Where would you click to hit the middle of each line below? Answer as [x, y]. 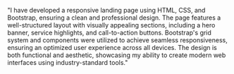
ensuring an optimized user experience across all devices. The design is [112, 48]
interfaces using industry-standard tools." [68, 62]
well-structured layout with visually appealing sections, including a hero [111, 25]
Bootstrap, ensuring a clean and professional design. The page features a [114, 18]
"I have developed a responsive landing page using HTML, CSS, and [106, 10]
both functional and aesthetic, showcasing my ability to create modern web [117, 55]
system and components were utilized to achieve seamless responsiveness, [117, 40]
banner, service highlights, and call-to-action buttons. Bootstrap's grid [109, 32]
